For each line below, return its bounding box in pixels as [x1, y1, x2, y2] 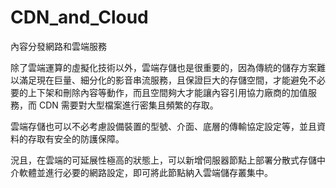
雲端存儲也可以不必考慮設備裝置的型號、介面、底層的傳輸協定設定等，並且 [10, 120, 317, 132]
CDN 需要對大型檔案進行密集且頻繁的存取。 [38, 99, 219, 111]
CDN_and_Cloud [10, 6, 149, 29]
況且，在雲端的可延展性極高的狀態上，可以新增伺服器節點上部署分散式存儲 [10, 154, 317, 166]
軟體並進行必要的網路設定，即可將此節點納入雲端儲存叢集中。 [18, 166, 273, 178]
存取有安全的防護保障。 [27, 132, 125, 145]
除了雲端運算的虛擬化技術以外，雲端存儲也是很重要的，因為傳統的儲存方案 [10, 61, 317, 73]
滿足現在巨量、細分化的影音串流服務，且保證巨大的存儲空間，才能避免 [18, 74, 308, 86]
